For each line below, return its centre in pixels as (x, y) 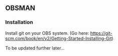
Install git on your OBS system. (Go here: (47, 33)
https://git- (101, 33)
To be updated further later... (35, 48)
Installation (19, 22)
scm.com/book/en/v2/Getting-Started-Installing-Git (58, 38)
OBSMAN (20, 8)
